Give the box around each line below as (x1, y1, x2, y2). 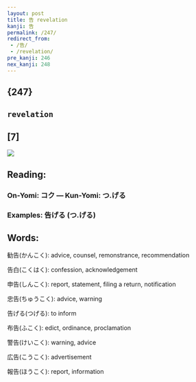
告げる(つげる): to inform (7, 309, 77, 318)
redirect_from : (7, 36, 51, 42)
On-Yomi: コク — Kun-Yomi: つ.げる (7, 190, 126, 200)
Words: (7, 232, 39, 244)
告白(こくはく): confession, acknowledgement (7, 266, 138, 274)
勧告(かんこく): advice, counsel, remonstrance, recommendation (7, 251, 190, 259)
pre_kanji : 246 (7, 55, 51, 62)
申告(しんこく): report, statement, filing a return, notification (7, 280, 176, 288)
